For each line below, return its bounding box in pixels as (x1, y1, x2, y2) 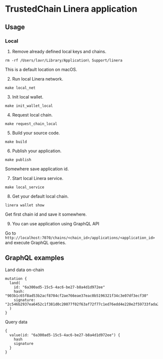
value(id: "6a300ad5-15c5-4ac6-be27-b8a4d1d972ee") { (9, 333, 120, 338)
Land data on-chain (5, 267, 45, 273)
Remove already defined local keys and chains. (12, 48, 107, 54)
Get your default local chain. (12, 193, 69, 199)
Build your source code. (12, 130, 60, 136)
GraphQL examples (5, 254, 65, 262)
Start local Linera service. (12, 175, 64, 181)
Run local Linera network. (12, 76, 64, 81)
